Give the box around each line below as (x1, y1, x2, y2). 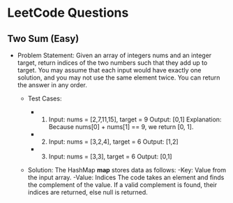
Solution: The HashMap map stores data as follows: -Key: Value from (27, 166, 227, 174)
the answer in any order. (17, 81, 87, 89)
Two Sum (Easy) (7, 33, 80, 45)
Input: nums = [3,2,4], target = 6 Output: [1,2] (48, 137, 179, 146)
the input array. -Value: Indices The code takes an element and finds (27, 173, 225, 181)
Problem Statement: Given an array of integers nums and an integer (17, 51, 212, 59)
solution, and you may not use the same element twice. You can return (17, 73, 220, 82)
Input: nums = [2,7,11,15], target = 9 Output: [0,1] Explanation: (48, 115, 222, 123)
